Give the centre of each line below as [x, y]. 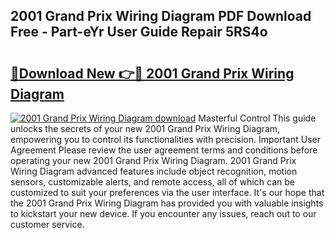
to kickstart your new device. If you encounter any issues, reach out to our [163, 213]
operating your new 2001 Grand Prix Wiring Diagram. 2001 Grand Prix [153, 160]
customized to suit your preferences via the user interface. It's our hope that [167, 192]
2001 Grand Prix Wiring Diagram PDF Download [161, 16]
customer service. [47, 224]
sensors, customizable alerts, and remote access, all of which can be [152, 182]
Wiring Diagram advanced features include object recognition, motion [154, 171]
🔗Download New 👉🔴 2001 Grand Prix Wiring [152, 73]
